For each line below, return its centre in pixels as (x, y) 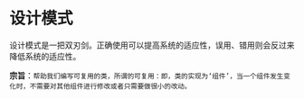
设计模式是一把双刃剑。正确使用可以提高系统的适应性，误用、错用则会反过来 (152, 45)
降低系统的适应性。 (45, 56)
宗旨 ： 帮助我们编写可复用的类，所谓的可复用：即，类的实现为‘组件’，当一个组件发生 (147, 75)
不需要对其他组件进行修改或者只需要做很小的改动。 (110, 86)
